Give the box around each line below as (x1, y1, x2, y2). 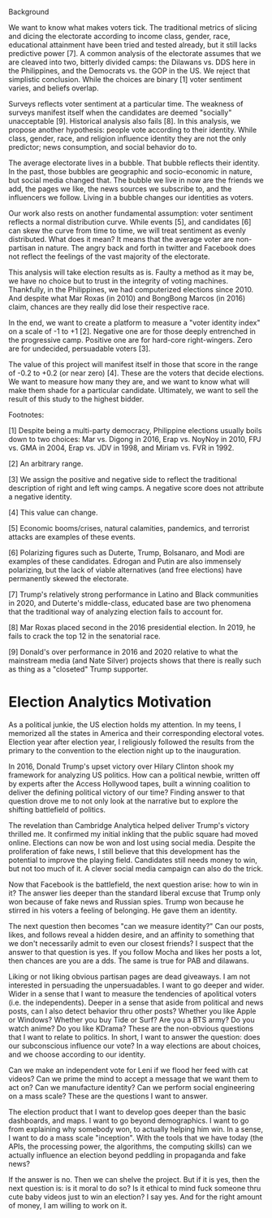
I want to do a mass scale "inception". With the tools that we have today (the (8, 1133, 264, 1142)
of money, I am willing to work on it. (8, 1200, 127, 1210)
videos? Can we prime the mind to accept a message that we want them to (8, 1074, 258, 1084)
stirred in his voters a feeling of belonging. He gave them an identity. (8, 905, 238, 915)
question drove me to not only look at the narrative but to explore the (8, 795, 239, 805)
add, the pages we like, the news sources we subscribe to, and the (8, 184, 232, 194)
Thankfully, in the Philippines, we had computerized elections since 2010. (8, 285, 254, 294)
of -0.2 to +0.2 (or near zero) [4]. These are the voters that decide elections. (8, 368, 265, 378)
